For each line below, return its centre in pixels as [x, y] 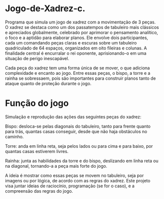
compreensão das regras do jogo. [39, 191]
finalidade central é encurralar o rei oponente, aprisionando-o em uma [76, 53]
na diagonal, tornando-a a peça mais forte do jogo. [56, 166]
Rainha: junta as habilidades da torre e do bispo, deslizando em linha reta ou [82, 161]
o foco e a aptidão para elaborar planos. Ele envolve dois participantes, [77, 38]
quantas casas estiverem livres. [37, 151]
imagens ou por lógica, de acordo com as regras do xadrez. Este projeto [78, 180]
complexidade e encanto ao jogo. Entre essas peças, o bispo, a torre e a [78, 73]
